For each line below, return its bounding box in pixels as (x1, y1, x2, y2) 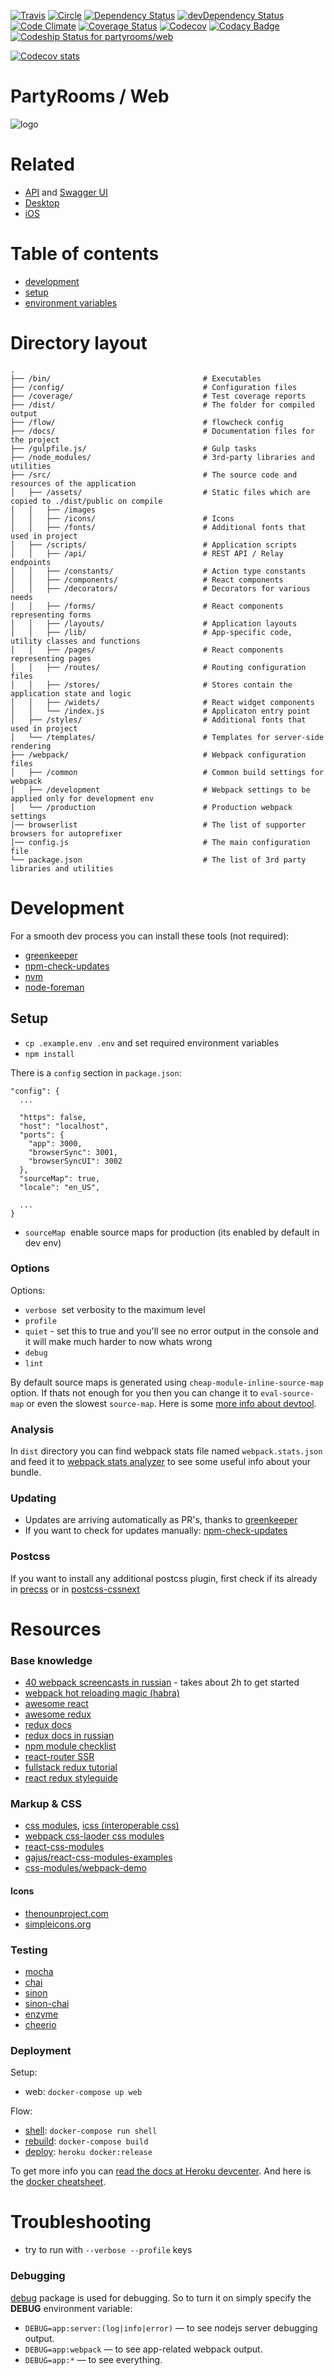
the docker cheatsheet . (10, 2176, 107, 2188)
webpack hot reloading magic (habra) (24, 1687, 180, 1699)
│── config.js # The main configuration (10, 837, 311, 847)
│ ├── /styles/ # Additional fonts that (10, 715, 307, 725)
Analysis (10, 1422, 55, 1436)
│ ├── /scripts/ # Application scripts (10, 540, 298, 550)
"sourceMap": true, (19, 1173, 101, 1184)
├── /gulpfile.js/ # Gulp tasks (10, 443, 257, 454)
